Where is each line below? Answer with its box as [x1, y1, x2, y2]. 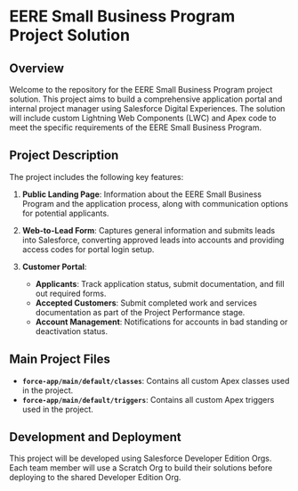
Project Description [9, 148, 119, 163]
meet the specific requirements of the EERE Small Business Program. [9, 122, 262, 133]
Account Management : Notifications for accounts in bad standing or [35, 316, 288, 327]
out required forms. [35, 288, 107, 299]
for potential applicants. [21, 208, 109, 218]
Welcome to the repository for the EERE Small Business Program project [9, 85, 273, 94]
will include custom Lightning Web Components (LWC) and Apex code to [9, 113, 277, 123]
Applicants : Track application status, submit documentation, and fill [35, 278, 285, 289]
